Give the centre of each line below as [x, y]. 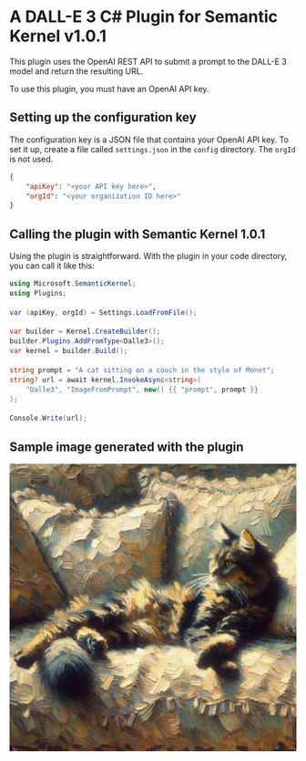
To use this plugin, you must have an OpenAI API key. [109, 89]
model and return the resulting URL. [76, 71]
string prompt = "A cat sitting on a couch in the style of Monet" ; [142, 370]
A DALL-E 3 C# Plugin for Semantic [144, 17]
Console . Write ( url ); [49, 418]
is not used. [31, 159]
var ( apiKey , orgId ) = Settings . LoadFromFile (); [103, 312]
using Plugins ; [38, 293]
